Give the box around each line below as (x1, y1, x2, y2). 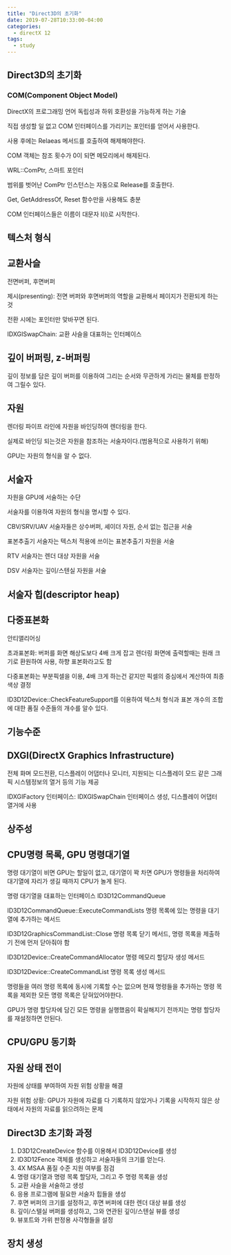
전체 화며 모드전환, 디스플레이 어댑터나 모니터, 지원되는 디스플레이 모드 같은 (7, 769, 210, 777)
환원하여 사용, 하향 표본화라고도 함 (19, 657, 112, 665)
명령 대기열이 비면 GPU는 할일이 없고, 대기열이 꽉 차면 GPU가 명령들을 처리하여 (7, 868, 221, 877)
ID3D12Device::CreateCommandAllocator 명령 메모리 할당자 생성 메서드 (7, 953, 205, 961)
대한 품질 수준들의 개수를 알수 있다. (14, 703, 108, 712)
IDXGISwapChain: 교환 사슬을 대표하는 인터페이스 (7, 329, 142, 338)
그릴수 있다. (14, 380, 46, 389)
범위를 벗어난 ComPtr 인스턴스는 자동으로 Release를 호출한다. (7, 180, 174, 188)
